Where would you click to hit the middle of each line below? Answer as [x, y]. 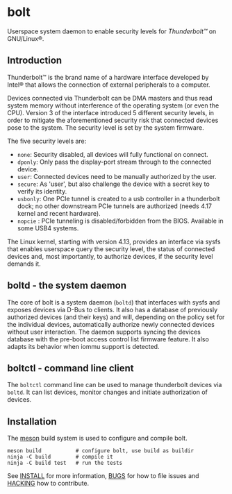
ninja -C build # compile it [60, 457]
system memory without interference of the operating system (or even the [113, 105]
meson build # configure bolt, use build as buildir [101, 451]
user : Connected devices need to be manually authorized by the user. [117, 176]
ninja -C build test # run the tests [65, 463]
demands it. [24, 264]
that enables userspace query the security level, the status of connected [111, 249]
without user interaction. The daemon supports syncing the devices [104, 332]
